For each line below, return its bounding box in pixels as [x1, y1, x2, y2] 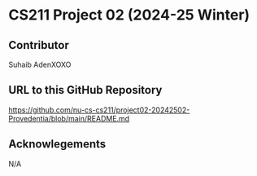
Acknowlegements [8, 137, 107, 152]
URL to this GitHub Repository [8, 83, 163, 97]
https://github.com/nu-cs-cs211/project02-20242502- [8, 104, 190, 115]
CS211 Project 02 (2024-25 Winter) [8, 6, 250, 24]
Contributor [8, 38, 69, 52]
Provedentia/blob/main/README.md [8, 113, 130, 123]
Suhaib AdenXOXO [8, 59, 72, 69]
